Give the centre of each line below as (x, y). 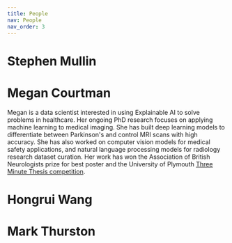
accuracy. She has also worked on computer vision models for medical (109, 142)
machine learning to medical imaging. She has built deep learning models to (116, 127)
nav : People (24, 20)
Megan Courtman (59, 93)
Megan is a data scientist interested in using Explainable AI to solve (103, 112)
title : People (28, 14)
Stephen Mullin (52, 61)
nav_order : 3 (26, 26)
